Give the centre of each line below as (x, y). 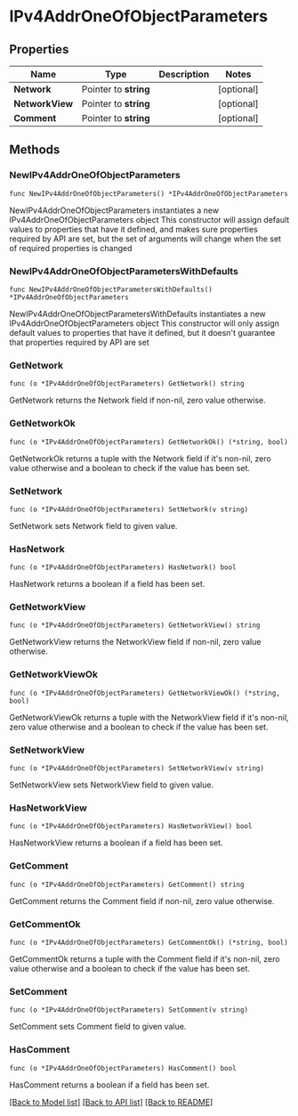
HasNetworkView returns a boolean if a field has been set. (117, 843)
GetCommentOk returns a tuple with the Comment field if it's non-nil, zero (145, 958)
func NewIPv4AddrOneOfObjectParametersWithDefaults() (111, 289)
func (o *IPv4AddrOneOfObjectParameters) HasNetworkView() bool (131, 827)
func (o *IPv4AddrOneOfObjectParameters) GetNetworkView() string (135, 625)
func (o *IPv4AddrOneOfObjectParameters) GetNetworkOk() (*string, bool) (149, 442)
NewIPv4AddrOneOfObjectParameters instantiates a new (114, 210)
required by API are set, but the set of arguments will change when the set (145, 239)
